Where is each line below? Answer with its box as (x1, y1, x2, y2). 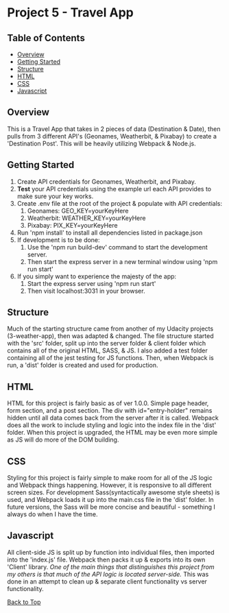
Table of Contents (7, 32, 86, 44)
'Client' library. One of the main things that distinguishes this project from (7, 562, 215, 570)
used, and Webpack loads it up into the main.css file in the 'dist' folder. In (7, 496, 214, 504)
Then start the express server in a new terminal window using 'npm (27, 257, 218, 265)
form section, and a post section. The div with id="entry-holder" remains (7, 407, 213, 415)
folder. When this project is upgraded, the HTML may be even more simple (7, 429, 218, 437)
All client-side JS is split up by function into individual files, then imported (7, 548, 215, 556)
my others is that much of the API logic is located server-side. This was (7, 570, 209, 578)
